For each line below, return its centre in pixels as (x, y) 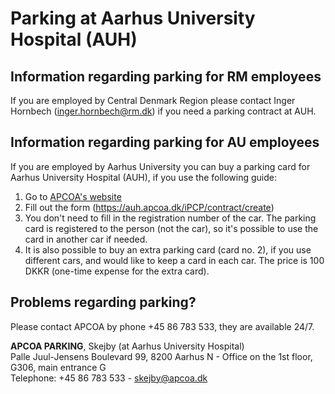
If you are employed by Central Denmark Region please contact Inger (153, 100)
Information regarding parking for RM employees (166, 76)
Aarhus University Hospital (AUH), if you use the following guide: (144, 177)
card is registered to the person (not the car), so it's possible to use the (171, 228)
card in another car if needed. (86, 239)
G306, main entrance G (58, 367)
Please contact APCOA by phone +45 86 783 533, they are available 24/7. (162, 326)
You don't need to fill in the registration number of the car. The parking (170, 218)
